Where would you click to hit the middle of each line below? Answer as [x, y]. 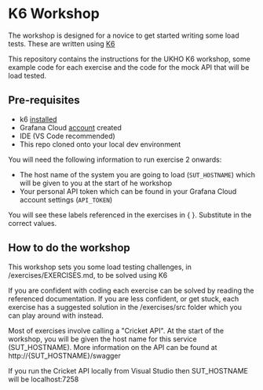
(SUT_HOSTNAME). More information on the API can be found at [113, 347]
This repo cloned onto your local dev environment [100, 144]
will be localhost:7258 [44, 379]
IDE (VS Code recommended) [67, 136]
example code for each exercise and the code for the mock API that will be [129, 67]
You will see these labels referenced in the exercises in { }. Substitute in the [130, 215]
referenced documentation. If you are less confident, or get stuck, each [124, 298]
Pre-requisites [44, 100]
